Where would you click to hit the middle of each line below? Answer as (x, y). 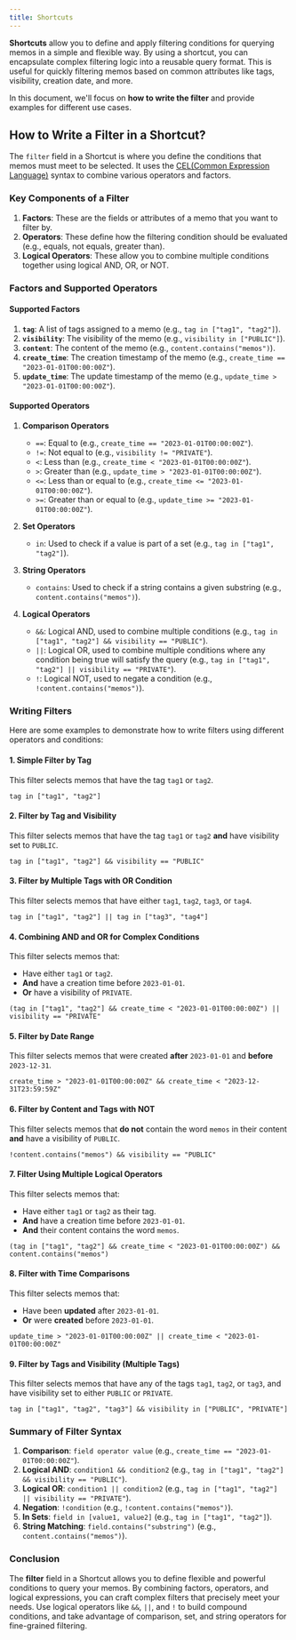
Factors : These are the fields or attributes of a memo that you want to (150, 218)
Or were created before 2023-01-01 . (88, 1320)
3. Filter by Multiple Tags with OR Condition (91, 881)
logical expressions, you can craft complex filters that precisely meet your (144, 1597)
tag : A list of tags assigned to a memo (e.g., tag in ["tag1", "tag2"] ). (152, 329)
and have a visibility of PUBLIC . (64, 1138)
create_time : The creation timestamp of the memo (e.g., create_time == (154, 357)
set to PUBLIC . (34, 844)
